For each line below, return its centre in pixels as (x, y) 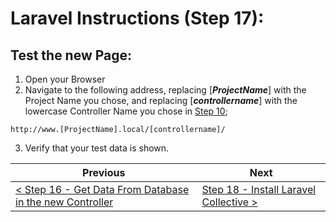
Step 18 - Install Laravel (259, 189)
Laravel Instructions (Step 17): (137, 18)
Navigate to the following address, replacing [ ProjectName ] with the (165, 90)
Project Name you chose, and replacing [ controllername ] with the (161, 100)
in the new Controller (64, 202)
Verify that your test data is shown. (97, 148)
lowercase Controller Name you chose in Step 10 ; (126, 111)
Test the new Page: (71, 55)
